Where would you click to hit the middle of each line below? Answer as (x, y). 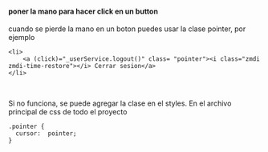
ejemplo (22, 38)
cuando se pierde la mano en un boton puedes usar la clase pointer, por (127, 29)
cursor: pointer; (47, 134)
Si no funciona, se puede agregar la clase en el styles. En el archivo (120, 103)
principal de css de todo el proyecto (68, 112)
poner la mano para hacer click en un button (83, 11)
